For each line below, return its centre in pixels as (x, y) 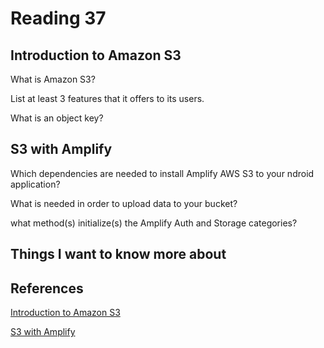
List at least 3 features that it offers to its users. (107, 98)
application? (35, 184)
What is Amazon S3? (53, 79)
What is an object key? (57, 118)
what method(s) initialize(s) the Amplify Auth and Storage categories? (154, 223)
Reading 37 (58, 18)
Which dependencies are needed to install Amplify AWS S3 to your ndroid (162, 173)
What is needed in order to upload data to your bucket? (124, 203)
